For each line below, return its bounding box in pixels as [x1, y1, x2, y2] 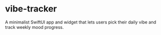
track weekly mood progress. [5, 24, 64, 30]
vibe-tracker [5, 3, 57, 14]
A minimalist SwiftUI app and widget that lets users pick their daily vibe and [5, 19, 157, 25]
